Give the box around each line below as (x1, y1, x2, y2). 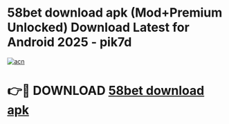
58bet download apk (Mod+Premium (7, 5, 223, 21)
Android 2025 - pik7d (7, 35, 132, 50)
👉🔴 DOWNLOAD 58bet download (7, 83, 205, 98)
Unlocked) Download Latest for (7, 19, 190, 35)
